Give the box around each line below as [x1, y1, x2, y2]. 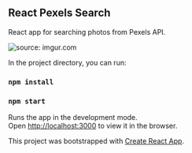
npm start [8, 96, 46, 106]
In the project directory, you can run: [8, 58, 127, 67]
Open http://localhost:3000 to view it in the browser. [8, 121, 178, 131]
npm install [8, 77, 54, 86]
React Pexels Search [8, 6, 111, 20]
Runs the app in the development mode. [8, 113, 138, 122]
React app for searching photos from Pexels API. [8, 27, 166, 36]
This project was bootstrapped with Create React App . [8, 136, 185, 146]
